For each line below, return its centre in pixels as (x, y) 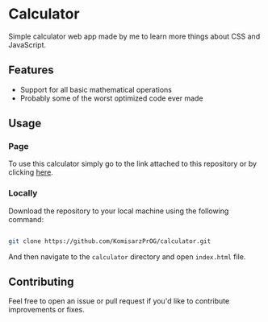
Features (31, 70)
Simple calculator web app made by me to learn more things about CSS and (134, 36)
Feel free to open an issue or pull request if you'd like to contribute (119, 301)
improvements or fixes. (46, 310)
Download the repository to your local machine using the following (119, 211)
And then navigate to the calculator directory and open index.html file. (127, 256)
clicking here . (31, 172)
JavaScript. (27, 44)
